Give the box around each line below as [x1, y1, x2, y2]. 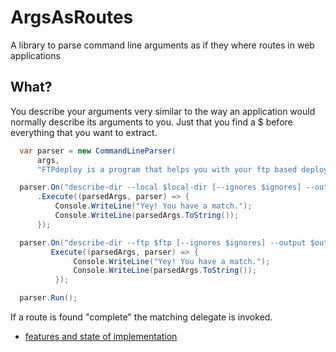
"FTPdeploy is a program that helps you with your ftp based [36, 164, 298, 175]
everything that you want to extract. [10, 126, 158, 138]
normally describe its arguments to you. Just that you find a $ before [10, 116, 293, 128]
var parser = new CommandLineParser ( [19, 146, 177, 156]
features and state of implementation [24, 331, 178, 342]
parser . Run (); [19, 293, 78, 303]
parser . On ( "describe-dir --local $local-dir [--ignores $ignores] [19, 182, 302, 193]
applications [10, 49, 61, 61]
